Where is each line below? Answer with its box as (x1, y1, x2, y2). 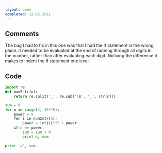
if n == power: (14, 125, 45, 130)
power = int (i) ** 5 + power (22, 121, 77, 126)
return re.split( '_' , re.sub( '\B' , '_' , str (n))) (14, 94, 116, 99)
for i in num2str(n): (14, 116, 57, 121)
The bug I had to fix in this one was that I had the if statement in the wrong (5, 42, 154, 49)
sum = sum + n (22, 130, 51, 135)
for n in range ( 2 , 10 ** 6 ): (5, 107, 60, 112)
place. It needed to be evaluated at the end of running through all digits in (5, 48, 152, 53)
